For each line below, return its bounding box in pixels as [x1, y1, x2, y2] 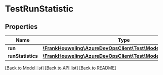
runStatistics [7, 53, 38, 59]
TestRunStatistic [5, 3, 74, 14]
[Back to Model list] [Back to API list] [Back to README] [5, 65, 116, 71]
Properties [5, 23, 38, 31]
